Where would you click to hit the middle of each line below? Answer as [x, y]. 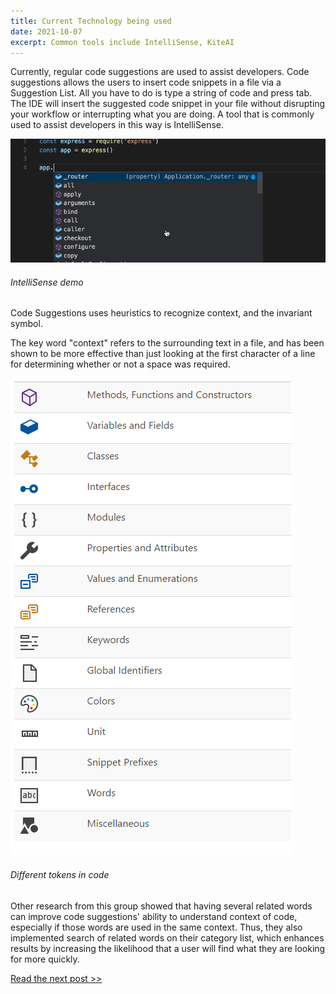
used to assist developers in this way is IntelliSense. [117, 125]
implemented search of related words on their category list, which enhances [167, 937]
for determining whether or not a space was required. [120, 364]
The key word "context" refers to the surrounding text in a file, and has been [167, 343]
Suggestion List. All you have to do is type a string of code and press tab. [161, 93]
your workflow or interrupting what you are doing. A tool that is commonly [162, 114]
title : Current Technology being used [91, 21]
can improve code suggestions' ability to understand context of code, [154, 916]
